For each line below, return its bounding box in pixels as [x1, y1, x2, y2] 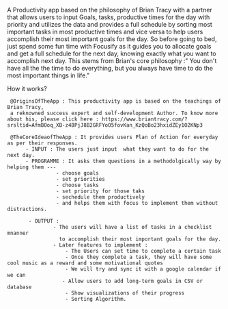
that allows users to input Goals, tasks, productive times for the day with [7, 13, 210, 21]
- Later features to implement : [53, 242, 148, 249]
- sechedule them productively [55, 194, 145, 201]
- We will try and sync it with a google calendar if [65, 266, 222, 273]
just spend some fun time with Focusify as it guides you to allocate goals [7, 42, 212, 50]
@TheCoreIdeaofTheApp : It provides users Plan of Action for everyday [10, 134, 218, 140]
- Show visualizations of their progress [65, 290, 185, 297]
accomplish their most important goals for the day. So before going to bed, [7, 35, 217, 43]
